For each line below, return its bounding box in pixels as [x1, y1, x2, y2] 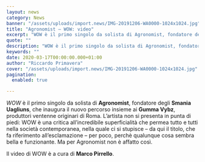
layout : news [6, 9, 40, 15]
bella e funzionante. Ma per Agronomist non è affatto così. [6, 138, 153, 145]
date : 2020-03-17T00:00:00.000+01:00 [6, 54, 103, 61]
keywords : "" [6, 49, 40, 55]
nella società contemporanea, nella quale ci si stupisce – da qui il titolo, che [6, 125, 195, 133]
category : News [6, 15, 45, 21]
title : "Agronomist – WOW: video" [6, 26, 95, 32]
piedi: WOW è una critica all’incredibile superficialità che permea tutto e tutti [6, 119, 198, 126]
